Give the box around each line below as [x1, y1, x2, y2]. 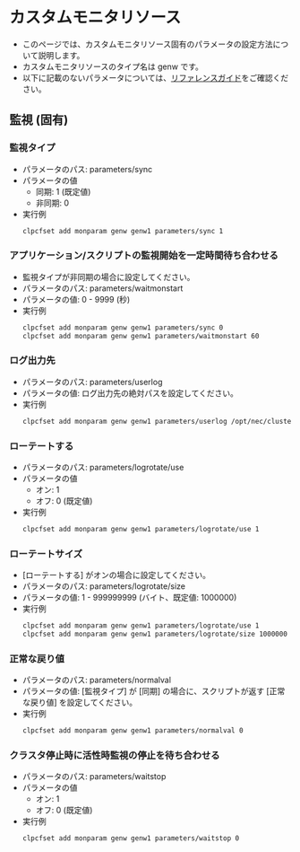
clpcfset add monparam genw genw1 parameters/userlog [21, 417, 227, 426]
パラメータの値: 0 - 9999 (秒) [21, 294, 131, 304]
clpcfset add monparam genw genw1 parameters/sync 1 [21, 226, 224, 235]
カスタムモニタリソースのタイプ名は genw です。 [21, 61, 204, 72]
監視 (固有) [9, 112, 69, 127]
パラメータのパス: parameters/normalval [21, 674, 172, 686]
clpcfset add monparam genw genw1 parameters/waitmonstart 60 [21, 331, 260, 340]
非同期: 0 [35, 198, 70, 208]
